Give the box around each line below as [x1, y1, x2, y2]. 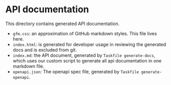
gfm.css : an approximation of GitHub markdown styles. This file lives [12, 30, 157, 36]
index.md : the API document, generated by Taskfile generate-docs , [12, 52, 155, 58]
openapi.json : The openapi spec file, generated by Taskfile [12, 68, 139, 75]
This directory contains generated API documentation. [5, 20, 120, 27]
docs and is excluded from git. [12, 47, 77, 53]
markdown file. [12, 63, 45, 69]
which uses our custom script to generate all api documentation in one [12, 57, 162, 63]
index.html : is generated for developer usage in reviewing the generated [12, 41, 166, 47]
